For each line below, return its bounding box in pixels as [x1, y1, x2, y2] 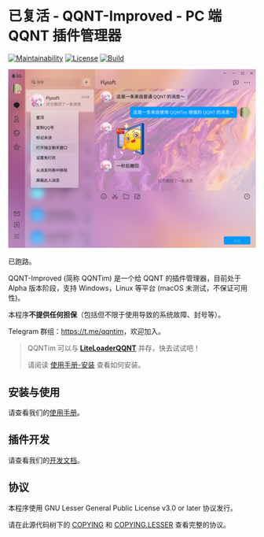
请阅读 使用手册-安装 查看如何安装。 [27, 360, 145, 370]
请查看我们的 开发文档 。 [8, 455, 84, 465]
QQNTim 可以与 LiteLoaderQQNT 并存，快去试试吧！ [27, 343, 200, 353]
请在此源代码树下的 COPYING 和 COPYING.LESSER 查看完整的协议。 [8, 520, 230, 529]
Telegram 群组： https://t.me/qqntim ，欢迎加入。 [8, 327, 165, 336]
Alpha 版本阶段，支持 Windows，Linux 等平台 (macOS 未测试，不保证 [8, 283, 234, 293]
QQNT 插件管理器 [8, 27, 122, 45]
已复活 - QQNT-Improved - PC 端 [8, 7, 222, 25]
